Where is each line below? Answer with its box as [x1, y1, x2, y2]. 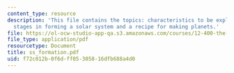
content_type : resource [7, 10, 77, 17]
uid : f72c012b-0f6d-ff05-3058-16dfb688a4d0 [7, 56, 136, 63]
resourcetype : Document [7, 42, 77, 49]
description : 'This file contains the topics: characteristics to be [7, 17, 214, 24]
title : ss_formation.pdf [7, 49, 79, 56]
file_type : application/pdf [7, 36, 89, 43]
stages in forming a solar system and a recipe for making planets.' [13, 23, 219, 30]
